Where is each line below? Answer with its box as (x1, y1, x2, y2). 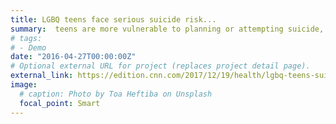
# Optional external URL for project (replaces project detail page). (10, 61, 311, 71)
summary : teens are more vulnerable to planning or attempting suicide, (10, 24, 325, 34)
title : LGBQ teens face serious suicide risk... (10, 14, 217, 25)
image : (10, 80, 38, 90)
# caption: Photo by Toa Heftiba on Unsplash (19, 89, 213, 99)
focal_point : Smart (19, 98, 101, 108)
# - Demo (10, 42, 47, 53)
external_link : (10, 71, 74, 81)
